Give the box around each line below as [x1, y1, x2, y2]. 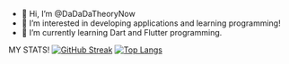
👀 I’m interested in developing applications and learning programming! [21, 18, 281, 28]
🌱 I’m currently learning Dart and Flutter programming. [21, 28, 223, 37]
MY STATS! [8, 44, 50, 55]
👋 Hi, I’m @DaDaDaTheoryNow [21, 9, 136, 19]
